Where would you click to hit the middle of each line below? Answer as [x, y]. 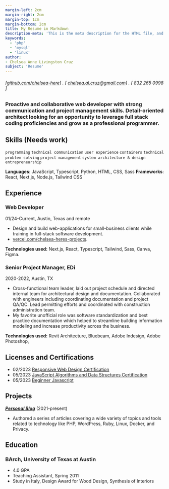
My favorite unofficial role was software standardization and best [80, 316]
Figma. [12, 254]
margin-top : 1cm [22, 19]
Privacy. [21, 429]
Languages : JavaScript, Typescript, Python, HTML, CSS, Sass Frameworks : [84, 172]
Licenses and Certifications [50, 357]
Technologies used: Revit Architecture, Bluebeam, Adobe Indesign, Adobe [83, 336]
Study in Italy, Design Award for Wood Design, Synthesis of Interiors [83, 481]
